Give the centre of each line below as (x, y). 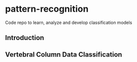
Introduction (25, 38)
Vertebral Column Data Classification (64, 54)
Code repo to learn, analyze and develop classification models (69, 22)
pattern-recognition (47, 9)
